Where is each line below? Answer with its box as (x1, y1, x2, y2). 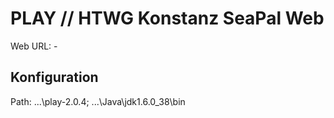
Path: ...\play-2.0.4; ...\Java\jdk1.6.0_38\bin (10, 95, 186, 107)
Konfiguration (10, 69, 99, 86)
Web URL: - (10, 40, 58, 52)
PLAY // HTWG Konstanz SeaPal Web (10, 7, 325, 30)
